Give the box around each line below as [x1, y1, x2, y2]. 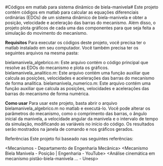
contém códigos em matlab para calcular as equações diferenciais [5, 9, 139, 15]
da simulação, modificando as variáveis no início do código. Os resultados [5, 121, 155, 127]
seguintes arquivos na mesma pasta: [5, 50, 79, 56]
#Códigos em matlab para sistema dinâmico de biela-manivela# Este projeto [5, 4, 159, 10]
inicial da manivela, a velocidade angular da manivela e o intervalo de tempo [5, 116, 159, 121]
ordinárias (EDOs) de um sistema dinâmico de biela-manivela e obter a [5, 15, 147, 20]
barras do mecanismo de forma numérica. [5, 91, 90, 96]
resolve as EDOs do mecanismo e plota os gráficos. [5, 65, 109, 71]
